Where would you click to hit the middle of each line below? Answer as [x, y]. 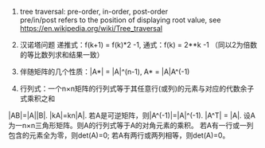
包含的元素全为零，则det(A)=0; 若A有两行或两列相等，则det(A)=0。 [119, 135]
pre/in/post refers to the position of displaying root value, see [120, 20]
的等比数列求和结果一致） [62, 55]
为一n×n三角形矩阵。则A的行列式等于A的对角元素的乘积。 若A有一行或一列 [131, 125]
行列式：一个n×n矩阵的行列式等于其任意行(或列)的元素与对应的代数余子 [137, 88]
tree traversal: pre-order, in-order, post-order [94, 12]
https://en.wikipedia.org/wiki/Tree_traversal [91, 28]
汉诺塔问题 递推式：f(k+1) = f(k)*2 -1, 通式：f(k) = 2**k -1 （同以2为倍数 [138, 45]
